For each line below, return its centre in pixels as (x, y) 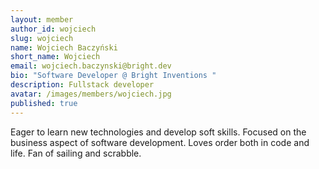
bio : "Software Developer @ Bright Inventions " (113, 76)
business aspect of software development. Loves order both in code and (160, 142)
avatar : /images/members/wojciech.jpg (91, 94)
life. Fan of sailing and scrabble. (76, 153)
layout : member (42, 19)
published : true (44, 103)
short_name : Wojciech (55, 57)
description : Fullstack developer (82, 85)
